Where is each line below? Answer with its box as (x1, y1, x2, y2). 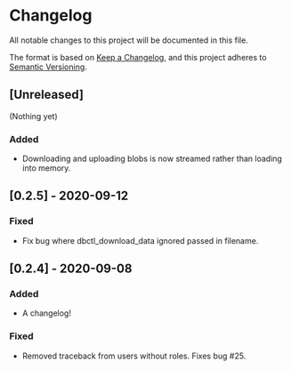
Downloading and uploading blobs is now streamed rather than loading (21, 153, 283, 165)
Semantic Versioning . (9, 61, 87, 72)
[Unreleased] (9, 87, 85, 102)
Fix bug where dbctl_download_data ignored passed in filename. (21, 235, 259, 245)
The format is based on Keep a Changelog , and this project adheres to (9, 52, 267, 62)
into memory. (21, 163, 71, 173)
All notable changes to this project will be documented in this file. (9, 35, 249, 45)
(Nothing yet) (9, 110, 58, 121)
